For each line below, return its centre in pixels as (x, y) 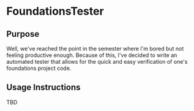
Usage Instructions (43, 87)
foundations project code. (39, 68)
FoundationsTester (55, 11)
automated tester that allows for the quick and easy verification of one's (97, 62)
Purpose (23, 34)
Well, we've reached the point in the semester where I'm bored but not (95, 48)
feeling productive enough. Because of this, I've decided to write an (92, 55)
